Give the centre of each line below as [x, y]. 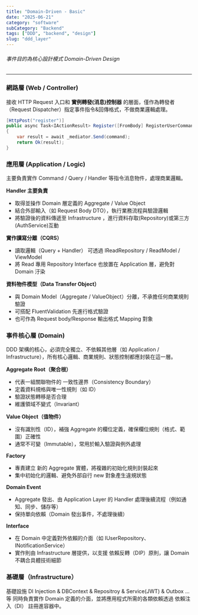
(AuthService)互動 [37, 226]
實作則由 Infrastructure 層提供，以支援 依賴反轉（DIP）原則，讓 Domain [102, 553]
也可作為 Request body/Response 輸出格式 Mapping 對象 [84, 319]
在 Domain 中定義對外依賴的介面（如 [59, 538]
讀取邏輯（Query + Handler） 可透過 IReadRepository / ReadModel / [98, 250]
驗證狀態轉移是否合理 [40, 397]
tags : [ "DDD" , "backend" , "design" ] [51, 34]
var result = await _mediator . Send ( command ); [74, 137]
